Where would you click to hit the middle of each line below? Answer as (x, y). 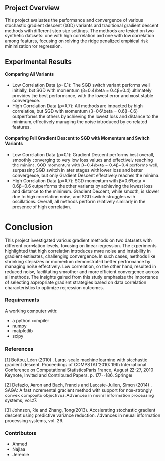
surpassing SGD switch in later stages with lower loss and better (78, 170)
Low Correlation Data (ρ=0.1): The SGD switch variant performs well (81, 85)
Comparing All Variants (30, 74)
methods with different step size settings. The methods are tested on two (80, 30)
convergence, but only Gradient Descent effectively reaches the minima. (86, 175)
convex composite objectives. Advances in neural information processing (80, 395)
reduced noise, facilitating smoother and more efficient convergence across (82, 272)
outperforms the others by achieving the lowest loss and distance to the (85, 116)
